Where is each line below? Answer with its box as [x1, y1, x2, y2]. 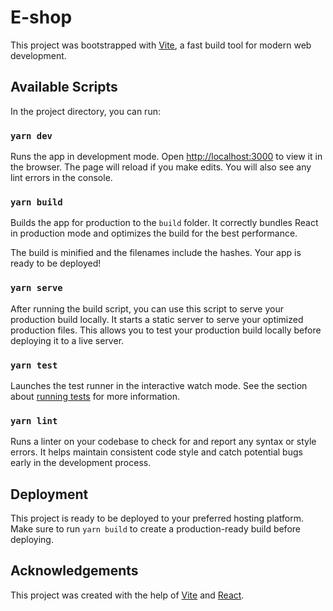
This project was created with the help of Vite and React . [10, 589, 245, 601]
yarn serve [10, 282, 63, 294]
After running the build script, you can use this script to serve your [10, 302, 284, 315]
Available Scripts [10, 79, 118, 96]
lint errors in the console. [10, 172, 113, 184]
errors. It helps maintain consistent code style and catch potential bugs [10, 446, 303, 458]
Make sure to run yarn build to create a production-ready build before [10, 523, 301, 535]
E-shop [10, 6, 73, 29]
